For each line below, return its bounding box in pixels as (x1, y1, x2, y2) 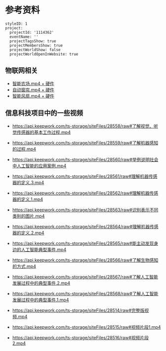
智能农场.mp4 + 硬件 (12, 80, 54, 86)
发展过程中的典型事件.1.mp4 (12, 296, 69, 303)
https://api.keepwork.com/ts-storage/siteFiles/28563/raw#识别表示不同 (12, 207, 159, 212)
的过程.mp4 (12, 146, 36, 152)
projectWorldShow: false (9, 47, 61, 52)
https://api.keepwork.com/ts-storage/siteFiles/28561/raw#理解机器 (12, 173, 149, 179)
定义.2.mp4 (21, 229, 44, 236)
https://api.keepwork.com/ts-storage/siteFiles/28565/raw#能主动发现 (12, 240, 154, 246)
